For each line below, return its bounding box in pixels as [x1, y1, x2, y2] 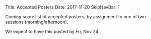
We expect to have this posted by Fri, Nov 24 [5, 29, 99, 34]
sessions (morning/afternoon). [5, 19, 68, 25]
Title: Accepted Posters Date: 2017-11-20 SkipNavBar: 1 [5, 4, 120, 10]
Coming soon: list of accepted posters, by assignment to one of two [5, 14, 146, 19]
